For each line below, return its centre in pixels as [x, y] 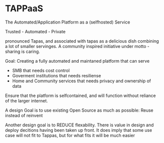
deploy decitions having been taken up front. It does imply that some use [79, 130]
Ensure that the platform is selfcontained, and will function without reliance [81, 95]
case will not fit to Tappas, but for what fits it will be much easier [70, 135]
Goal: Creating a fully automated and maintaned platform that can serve [77, 61]
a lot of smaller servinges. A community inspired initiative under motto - [77, 46]
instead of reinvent [24, 115]
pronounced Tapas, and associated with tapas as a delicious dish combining [82, 41]
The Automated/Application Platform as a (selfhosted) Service [68, 22]
